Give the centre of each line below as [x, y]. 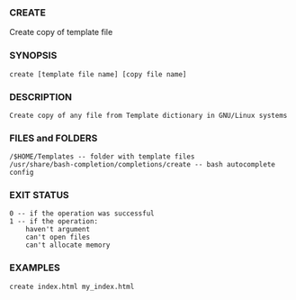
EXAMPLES [35, 268]
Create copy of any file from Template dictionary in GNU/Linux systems [148, 115]
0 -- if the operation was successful [82, 214]
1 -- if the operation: [54, 222]
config [22, 173]
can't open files [58, 237]
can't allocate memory [68, 245]
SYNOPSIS [33, 56]
